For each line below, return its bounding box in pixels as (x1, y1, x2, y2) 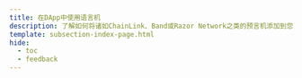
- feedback (17, 55, 58, 64)
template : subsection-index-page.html (9, 30, 155, 39)
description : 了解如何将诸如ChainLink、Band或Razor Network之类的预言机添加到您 (9, 22, 294, 30)
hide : (9, 38, 30, 48)
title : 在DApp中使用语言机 (9, 13, 101, 22)
